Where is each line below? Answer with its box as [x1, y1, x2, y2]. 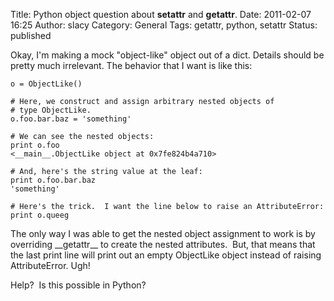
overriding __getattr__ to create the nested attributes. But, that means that [10, 239, 316, 250]
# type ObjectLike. [10, 105, 92, 115]
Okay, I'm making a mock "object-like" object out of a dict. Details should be [10, 49, 325, 61]
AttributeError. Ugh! [10, 260, 91, 271]
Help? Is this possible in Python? [10, 279, 147, 291]
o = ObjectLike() [10, 79, 83, 89]
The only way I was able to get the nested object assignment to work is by [10, 228, 316, 239]
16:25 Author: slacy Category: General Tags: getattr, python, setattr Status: [10, 19, 318, 31]
